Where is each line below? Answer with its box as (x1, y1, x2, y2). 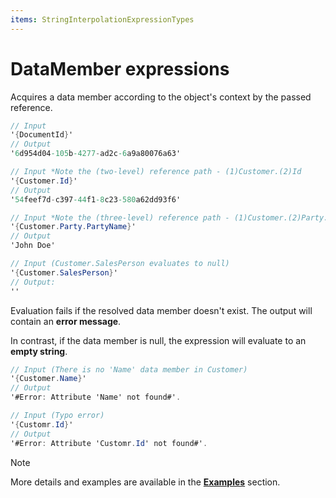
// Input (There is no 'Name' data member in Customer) (10, 364, 248, 375)
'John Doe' (10, 241, 56, 251)
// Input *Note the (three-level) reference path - (10, 212, 230, 223)
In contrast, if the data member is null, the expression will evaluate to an (10, 334, 307, 346)
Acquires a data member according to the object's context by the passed (10, 91, 312, 103)
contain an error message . (10, 315, 122, 327)
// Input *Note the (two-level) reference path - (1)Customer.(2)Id (10, 167, 302, 177)
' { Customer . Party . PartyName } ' (10, 222, 137, 232)
